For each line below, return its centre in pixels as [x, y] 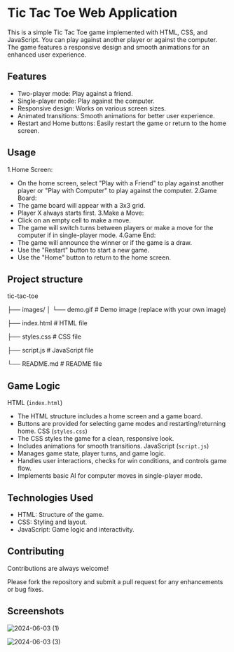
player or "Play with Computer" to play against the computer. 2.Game [117, 190]
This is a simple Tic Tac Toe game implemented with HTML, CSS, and [108, 32]
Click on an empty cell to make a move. [74, 220]
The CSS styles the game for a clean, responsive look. [96, 439]
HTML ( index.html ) [35, 403]
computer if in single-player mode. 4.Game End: [87, 235]
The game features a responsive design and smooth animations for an [108, 47]
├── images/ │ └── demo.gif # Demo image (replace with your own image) [117, 310]
